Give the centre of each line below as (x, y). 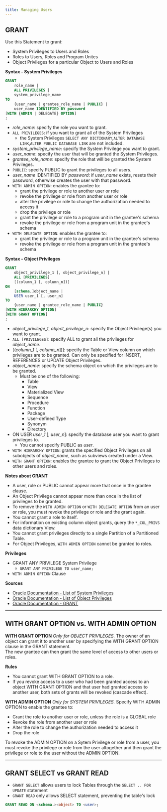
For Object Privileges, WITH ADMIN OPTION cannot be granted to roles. (82, 543)
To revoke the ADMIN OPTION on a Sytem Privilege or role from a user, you (82, 742)
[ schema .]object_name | (39, 291)
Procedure (38, 403)
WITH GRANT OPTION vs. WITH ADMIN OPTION (81, 624)
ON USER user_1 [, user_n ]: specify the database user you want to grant (85, 434)
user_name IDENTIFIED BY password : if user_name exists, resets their (84, 175)
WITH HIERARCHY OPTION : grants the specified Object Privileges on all (82, 450)
